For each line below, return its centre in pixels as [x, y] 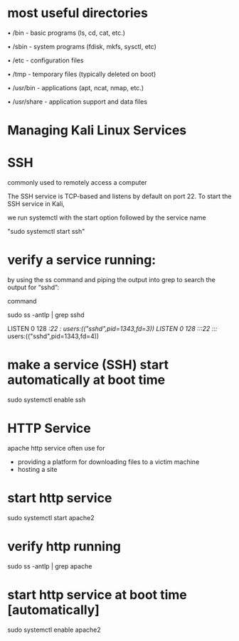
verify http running [64, 546]
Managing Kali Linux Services [97, 130]
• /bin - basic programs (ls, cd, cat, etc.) [67, 33]
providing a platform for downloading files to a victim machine [108, 462]
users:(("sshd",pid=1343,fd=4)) [53, 336]
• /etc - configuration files [46, 60]
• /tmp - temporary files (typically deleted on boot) [82, 74]
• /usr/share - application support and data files [78, 102]
